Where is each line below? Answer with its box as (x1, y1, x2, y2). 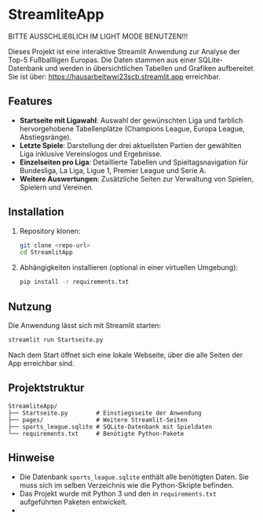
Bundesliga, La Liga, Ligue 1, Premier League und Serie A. (19, 165, 206, 175)
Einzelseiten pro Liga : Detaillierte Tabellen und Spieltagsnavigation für (19, 157, 249, 167)
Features (8, 94, 53, 108)
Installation (8, 205, 64, 219)
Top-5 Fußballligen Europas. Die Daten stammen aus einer (8, 55, 197, 65)
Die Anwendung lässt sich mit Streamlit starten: (8, 321, 162, 330)
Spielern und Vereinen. (19, 183, 94, 192)
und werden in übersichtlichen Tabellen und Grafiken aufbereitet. (45, 63, 256, 72)
